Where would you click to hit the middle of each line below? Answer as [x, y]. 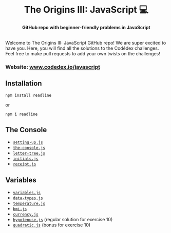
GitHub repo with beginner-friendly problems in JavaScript [86, 27]
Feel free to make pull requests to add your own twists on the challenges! [83, 53]
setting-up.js [28, 143]
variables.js [27, 193]
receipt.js [24, 164]
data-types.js [28, 198]
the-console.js [29, 148]
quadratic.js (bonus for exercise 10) [52, 225]
